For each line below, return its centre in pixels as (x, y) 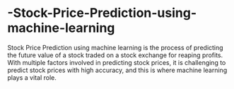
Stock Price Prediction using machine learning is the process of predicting (116, 47)
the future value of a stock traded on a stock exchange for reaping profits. (115, 55)
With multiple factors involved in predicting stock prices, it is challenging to (117, 62)
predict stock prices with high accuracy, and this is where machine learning (117, 70)
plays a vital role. (32, 77)
